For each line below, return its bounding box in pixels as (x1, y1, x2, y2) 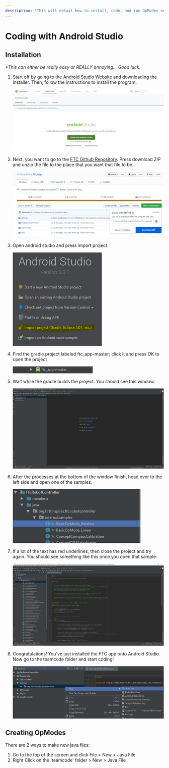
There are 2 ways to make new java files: (5, 742, 90, 748)
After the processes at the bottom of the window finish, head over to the (12, 474, 162, 480)
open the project (12, 356, 47, 362)
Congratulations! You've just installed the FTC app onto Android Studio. (12, 651, 160, 657)
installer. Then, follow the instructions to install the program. (12, 79, 137, 85)
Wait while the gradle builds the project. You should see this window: (12, 378, 155, 384)
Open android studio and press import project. (12, 242, 109, 248)
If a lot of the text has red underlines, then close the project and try (12, 548, 152, 554)
